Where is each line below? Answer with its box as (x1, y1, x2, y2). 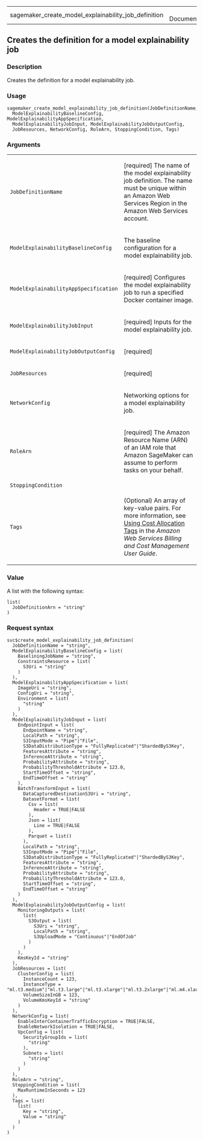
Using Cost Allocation (123, 519, 186, 528)
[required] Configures (123, 273, 186, 282)
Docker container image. (123, 296, 193, 304)
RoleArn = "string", (12, 1076, 64, 1082)
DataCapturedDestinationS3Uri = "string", (22, 791, 131, 797)
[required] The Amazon (123, 428, 190, 437)
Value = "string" (22, 1113, 67, 1120)
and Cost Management (123, 541, 189, 550)
